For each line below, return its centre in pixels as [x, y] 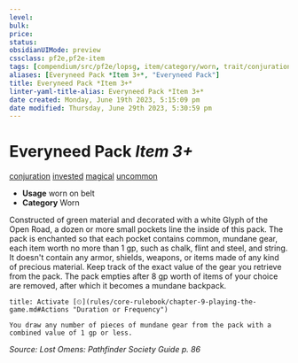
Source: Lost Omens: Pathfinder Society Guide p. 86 [105, 350]
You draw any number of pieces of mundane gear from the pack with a [141, 325]
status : [24, 42]
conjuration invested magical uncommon [83, 176]
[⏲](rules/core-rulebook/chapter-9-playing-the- [165, 302]
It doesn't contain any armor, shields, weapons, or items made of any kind [144, 258]
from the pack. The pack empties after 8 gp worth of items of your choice [144, 276]
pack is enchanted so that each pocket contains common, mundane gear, [143, 239]
